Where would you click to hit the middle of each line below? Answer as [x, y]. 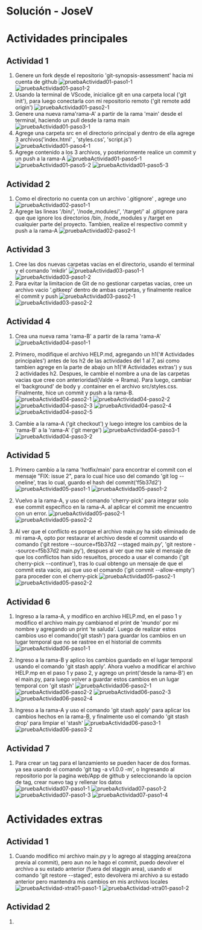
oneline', [25, 482]
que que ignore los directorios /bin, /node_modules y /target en [94, 218]
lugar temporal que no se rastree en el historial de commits [88, 642]
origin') [24, 107]
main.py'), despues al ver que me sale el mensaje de [125, 551]
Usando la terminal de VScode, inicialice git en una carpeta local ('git [101, 95]
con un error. [31, 513]
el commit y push [36, 296]
